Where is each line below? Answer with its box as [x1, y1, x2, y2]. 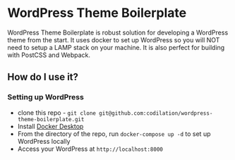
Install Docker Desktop [17, 122, 84, 130]
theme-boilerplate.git [17, 116, 85, 123]
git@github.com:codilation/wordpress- [98, 109, 213, 117]
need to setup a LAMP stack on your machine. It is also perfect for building [7, 43, 225, 51]
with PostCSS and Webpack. [7, 51, 90, 59]
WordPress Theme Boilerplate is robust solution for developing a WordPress [7, 28, 229, 37]
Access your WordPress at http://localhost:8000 [17, 144, 164, 153]
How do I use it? [7, 71, 79, 83]
